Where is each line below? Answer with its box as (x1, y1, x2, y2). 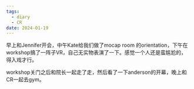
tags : (6, 8, 19, 15)
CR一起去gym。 (6, 76, 45, 83)
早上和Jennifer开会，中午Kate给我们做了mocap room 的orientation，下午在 (6, 42, 188, 49)
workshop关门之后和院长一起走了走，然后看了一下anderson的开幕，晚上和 (6, 69, 187, 76)
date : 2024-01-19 (6, 25, 49, 31)
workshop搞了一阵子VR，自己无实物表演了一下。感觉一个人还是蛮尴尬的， (6, 49, 187, 56)
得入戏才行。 (6, 56, 37, 63)
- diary (11, 14, 31, 20)
